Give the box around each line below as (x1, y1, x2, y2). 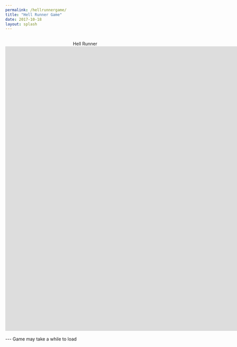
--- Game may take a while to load (5, 336, 77, 342)
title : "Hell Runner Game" (5, 12, 62, 17)
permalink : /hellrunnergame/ (5, 7, 67, 13)
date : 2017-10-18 (5, 17, 42, 22)
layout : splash (5, 21, 37, 27)
